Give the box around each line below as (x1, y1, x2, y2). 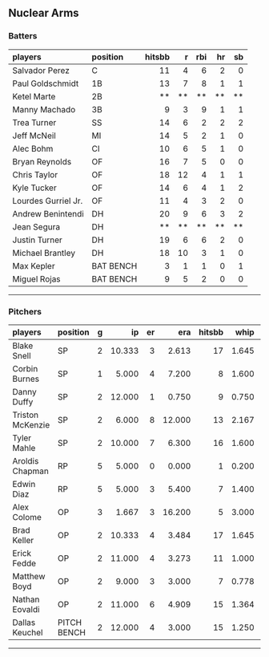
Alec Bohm (12, 143, 54, 154)
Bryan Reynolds (12, 156, 72, 167)
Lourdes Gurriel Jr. (12, 195, 83, 206)
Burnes (12, 373, 40, 384)
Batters (8, 30, 38, 42)
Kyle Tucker (12, 182, 58, 193)
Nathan (12, 594, 40, 605)
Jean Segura (12, 221, 61, 232)
